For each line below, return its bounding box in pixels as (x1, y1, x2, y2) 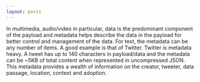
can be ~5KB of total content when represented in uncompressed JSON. (6, 56, 186, 64)
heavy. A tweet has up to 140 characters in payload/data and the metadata (6, 50, 190, 57)
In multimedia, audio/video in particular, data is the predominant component (6, 25, 193, 32)
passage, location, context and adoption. (6, 69, 107, 76)
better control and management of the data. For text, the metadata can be (6, 37, 189, 45)
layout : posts (6, 8, 42, 15)
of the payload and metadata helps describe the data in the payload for (6, 31, 182, 39)
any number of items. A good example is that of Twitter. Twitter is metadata (6, 44, 192, 51)
